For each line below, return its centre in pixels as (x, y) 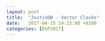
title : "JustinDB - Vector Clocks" (53, 17)
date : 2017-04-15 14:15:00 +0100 (52, 23)
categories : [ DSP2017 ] (35, 29)
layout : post (23, 12)
